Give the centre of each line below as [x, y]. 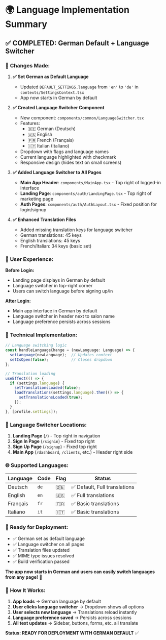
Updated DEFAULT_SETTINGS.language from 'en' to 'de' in [79, 87]
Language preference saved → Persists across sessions [72, 618]
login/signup [33, 209]
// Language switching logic [36, 346]
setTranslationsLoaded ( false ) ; [47, 388]
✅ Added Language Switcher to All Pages [57, 172]
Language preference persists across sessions [61, 322]
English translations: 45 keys [50, 240]
